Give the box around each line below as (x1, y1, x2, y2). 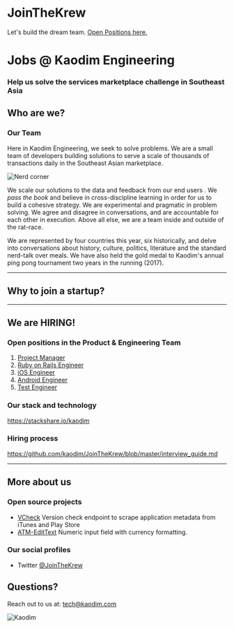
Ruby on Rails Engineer (17, 361, 84, 370)
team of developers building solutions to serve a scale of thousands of (7, 151, 210, 159)
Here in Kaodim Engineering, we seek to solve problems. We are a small (7, 144, 214, 152)
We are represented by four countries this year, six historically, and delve (7, 236, 217, 244)
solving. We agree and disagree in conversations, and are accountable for (7, 207, 219, 217)
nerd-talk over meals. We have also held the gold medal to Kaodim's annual (7, 251, 224, 259)
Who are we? (7, 107, 65, 119)
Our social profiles (7, 545, 71, 555)
